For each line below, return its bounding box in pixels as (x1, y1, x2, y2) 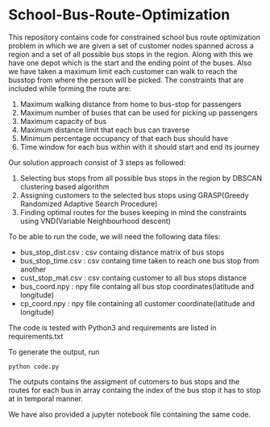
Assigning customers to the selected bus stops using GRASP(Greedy (19, 190, 249, 200)
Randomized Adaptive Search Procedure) (19, 199, 158, 209)
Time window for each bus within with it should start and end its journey (19, 142, 260, 151)
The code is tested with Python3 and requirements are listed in (8, 322, 217, 332)
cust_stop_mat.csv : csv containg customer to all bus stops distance (19, 272, 247, 283)
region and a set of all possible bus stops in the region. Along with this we (8, 49, 254, 59)
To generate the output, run (8, 346, 100, 356)
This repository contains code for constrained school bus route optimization (8, 32, 260, 42)
